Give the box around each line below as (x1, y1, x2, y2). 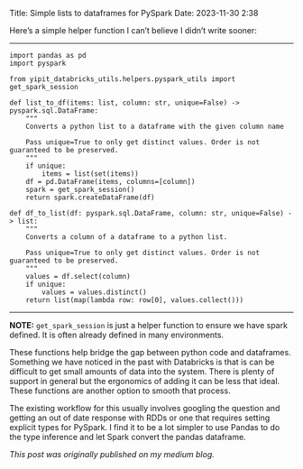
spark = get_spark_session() (25, 185, 135, 194)
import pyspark (9, 59, 67, 68)
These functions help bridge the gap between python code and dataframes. (9, 347, 291, 357)
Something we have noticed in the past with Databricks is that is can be (9, 356, 275, 367)
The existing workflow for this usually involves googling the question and (9, 403, 280, 413)
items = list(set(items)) (41, 170, 140, 179)
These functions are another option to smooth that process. (9, 385, 232, 396)
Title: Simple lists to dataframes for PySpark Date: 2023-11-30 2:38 (9, 8, 259, 18)
